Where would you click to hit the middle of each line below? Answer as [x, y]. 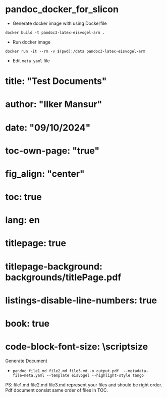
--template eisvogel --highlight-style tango [95, 375]
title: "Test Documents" [56, 81]
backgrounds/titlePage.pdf [63, 277]
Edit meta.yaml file [31, 61]
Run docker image [32, 42]
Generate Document [26, 361]
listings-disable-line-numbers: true [81, 300]
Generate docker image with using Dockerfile [60, 23]
